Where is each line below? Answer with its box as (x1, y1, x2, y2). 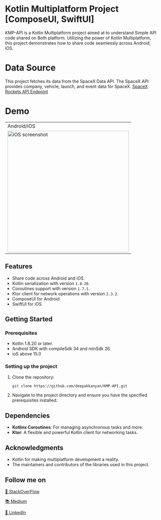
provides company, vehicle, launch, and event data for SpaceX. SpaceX (5, 84, 148, 89)
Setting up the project (5, 363, 57, 370)
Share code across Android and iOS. (12, 275, 85, 281)
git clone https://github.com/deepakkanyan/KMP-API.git (12, 384, 128, 388)
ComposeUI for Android (12, 296, 60, 302)
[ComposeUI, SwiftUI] (5, 14, 95, 25)
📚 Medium (5, 498, 27, 504)
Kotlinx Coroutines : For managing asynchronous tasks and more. (12, 424, 144, 430)
